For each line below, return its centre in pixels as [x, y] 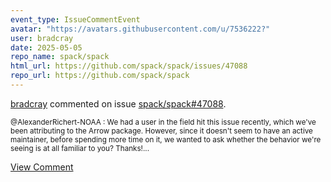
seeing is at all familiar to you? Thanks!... [80, 148]
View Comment [42, 167]
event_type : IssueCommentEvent [75, 19]
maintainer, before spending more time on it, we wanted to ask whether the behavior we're [166, 139]
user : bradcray [42, 38]
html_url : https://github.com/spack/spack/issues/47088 [129, 66]
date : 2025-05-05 [46, 47]
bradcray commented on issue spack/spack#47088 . [118, 103]
